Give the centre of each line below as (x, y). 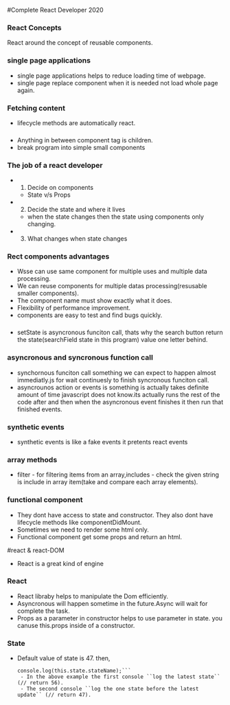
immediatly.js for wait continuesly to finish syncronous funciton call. (113, 380)
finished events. (40, 409)
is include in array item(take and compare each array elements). (107, 482)
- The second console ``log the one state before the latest (110, 689)
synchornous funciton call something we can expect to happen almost (116, 372)
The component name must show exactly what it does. (94, 301)
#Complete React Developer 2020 (56, 10)
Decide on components (60, 188)
